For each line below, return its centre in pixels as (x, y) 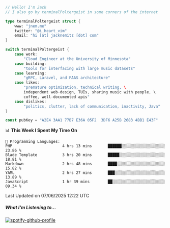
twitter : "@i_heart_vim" (41, 31)
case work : (26, 54)
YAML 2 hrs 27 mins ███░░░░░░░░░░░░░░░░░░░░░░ (85, 173)
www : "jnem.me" (31, 26)
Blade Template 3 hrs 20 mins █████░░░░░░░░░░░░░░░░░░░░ (85, 155)
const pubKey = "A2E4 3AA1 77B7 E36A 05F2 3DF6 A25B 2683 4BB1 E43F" (82, 120)
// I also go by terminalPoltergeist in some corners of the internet (82, 12)
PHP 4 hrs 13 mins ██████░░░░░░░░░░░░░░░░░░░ (85, 146)
